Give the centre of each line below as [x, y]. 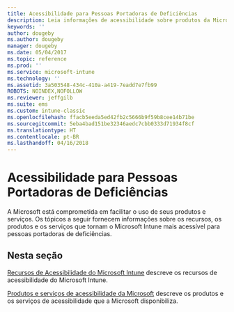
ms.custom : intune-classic [46, 111]
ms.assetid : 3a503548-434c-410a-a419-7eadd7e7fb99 [82, 85]
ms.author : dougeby [36, 40]
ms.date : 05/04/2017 [37, 53]
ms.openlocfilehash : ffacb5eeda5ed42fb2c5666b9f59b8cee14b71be [101, 117]
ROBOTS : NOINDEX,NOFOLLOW [45, 91]
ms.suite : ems [28, 104]
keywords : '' [26, 26]
